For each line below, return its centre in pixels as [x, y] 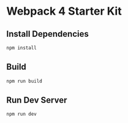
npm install [21, 48]
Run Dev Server [37, 100]
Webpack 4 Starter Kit [64, 11]
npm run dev [21, 114]
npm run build [24, 81]
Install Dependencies [47, 34]
